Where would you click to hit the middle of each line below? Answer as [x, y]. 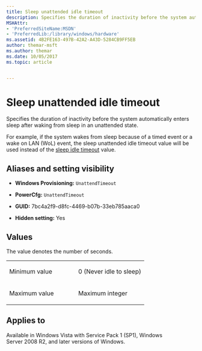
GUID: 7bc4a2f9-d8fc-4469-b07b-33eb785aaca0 [77, 206]
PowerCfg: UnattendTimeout [50, 195]
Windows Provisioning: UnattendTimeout [66, 183]
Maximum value [32, 293]
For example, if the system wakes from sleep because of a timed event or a [99, 137]
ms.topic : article [29, 62]
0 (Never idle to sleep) [109, 272]
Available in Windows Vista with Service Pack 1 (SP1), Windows [84, 335]
